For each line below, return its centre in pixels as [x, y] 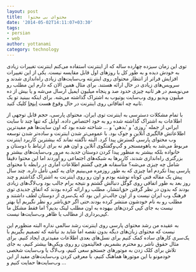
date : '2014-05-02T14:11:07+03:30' [50, 22]
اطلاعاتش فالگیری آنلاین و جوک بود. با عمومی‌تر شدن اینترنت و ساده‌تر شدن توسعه [96, 133]
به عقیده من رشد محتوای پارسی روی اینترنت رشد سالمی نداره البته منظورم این [93, 225]
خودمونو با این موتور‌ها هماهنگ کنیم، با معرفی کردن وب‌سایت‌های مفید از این [89, 256]
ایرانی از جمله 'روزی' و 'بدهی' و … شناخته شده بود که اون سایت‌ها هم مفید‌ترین [93, 127]
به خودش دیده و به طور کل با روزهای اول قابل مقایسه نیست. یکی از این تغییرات [93, 72]
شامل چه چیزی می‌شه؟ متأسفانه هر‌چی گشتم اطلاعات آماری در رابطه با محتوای [93, 164]
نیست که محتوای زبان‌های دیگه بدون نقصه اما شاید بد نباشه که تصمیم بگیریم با [91, 231]
